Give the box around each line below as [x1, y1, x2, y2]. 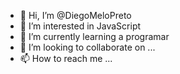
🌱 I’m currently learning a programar [19, 31, 170, 42]
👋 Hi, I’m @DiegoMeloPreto [19, 10, 132, 21]
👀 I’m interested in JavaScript [19, 20, 142, 32]
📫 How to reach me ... [19, 53, 113, 64]
